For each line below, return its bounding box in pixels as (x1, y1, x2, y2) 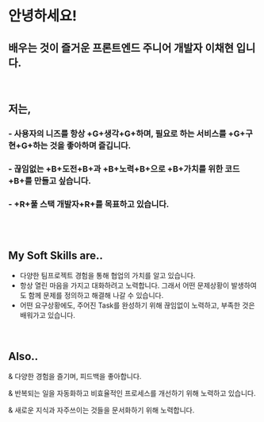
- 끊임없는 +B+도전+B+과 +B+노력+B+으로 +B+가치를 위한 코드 (8, 164, 240, 175)
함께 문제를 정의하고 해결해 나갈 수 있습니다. (28, 291, 164, 300)
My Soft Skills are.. (8, 249, 103, 262)
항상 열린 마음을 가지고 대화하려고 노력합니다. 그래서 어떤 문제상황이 (19, 281, 230, 290)
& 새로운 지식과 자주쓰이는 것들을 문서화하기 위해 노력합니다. (8, 405, 195, 415)
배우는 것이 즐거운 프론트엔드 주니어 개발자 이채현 (8, 41, 234, 55)
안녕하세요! (8, 7, 78, 25)
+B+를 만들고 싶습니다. (8, 176, 91, 187)
